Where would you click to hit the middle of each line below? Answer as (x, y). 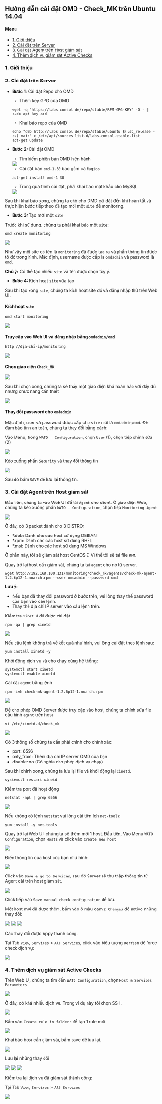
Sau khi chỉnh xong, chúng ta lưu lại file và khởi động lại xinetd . (68, 771)
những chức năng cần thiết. (33, 391)
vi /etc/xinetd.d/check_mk (32, 724)
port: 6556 (22, 751)
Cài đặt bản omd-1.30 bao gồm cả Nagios (59, 168)
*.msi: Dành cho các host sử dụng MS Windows (59, 546)
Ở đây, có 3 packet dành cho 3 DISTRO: (45, 526)
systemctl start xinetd (29, 669)
